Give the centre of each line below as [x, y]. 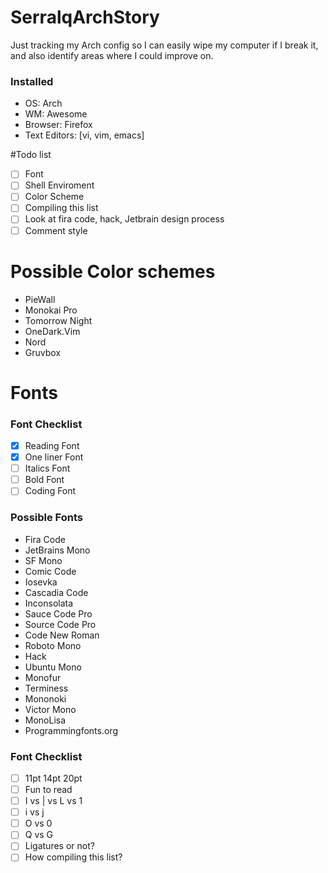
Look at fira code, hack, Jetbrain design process [124, 219]
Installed [32, 81]
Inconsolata [49, 603]
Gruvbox [43, 352]
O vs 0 [38, 823]
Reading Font [52, 446]
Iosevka [41, 582]
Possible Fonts [47, 518]
